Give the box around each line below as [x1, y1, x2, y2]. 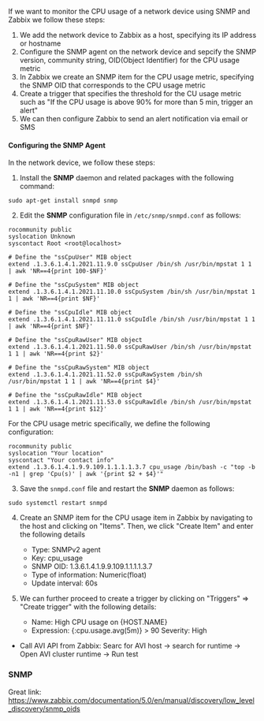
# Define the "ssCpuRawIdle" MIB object [8, 392, 143, 400]
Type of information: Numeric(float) [31, 570, 147, 580]
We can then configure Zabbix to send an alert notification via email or [19, 114, 248, 123]
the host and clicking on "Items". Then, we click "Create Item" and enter [19, 522, 254, 531]
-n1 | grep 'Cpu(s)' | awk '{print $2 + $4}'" [8, 470, 164, 478]
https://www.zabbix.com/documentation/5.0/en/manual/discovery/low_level [8, 695, 255, 704]
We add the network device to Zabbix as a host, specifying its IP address [19, 31, 257, 39]
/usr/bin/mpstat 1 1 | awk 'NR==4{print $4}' [8, 377, 160, 385]
